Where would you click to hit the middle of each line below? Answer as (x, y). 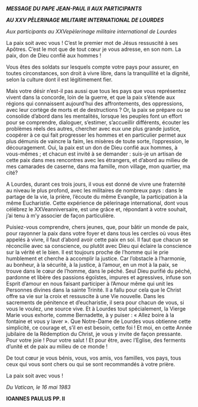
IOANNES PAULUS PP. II (35, 398)
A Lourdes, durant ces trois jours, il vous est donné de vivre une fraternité (96, 184)
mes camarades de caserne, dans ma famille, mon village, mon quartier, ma (98, 166)
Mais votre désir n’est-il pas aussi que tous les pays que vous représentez (96, 91)
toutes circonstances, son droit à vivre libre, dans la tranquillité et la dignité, (98, 73)
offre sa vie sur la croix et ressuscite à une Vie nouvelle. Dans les (85, 296)
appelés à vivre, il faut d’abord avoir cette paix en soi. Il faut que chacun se (97, 240)
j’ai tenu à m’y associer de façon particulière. (61, 216)
